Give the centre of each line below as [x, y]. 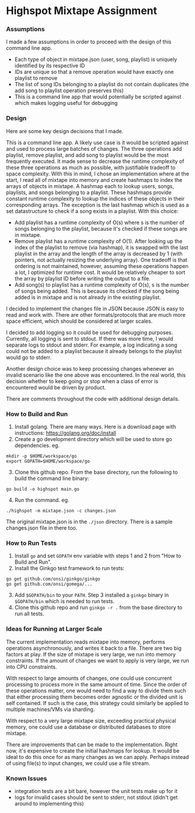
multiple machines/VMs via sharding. [51, 709]
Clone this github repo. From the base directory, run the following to [96, 472]
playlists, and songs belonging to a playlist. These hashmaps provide [89, 192]
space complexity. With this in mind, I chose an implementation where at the [98, 174]
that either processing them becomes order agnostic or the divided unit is [95, 697]
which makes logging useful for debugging [66, 103]
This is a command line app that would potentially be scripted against [98, 97]
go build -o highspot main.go [43, 489]
